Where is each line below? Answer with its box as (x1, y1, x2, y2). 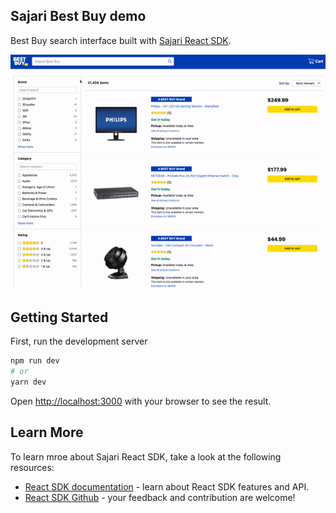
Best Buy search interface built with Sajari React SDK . (10, 34, 232, 46)
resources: (10, 461, 55, 473)
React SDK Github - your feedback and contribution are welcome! (24, 491, 296, 503)
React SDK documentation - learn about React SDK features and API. (24, 480, 310, 493)
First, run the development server (10, 335, 148, 348)
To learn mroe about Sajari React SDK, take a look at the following (10, 450, 282, 463)
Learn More (10, 424, 84, 441)
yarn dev (10, 377, 47, 387)
